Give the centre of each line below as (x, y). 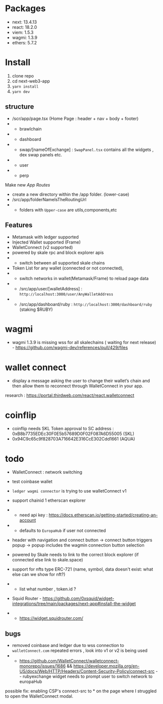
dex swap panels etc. (41, 154)
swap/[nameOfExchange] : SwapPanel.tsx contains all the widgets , (86, 150)
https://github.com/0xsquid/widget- (78, 599)
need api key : (33, 515)
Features (19, 225)
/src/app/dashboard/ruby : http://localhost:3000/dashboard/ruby (86, 304)
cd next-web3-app (31, 81)
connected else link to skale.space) (48, 560)
